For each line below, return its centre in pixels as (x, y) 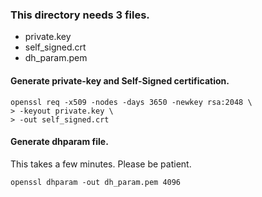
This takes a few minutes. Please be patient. (101, 164)
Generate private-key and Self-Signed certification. (120, 80)
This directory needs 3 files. (80, 15)
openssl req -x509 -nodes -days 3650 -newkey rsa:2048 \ (131, 102)
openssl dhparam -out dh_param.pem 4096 (96, 182)
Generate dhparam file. (59, 142)
